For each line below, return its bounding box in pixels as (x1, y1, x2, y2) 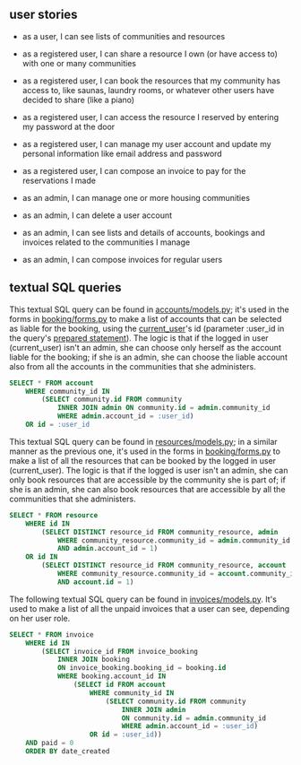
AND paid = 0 (25, 739, 74, 748)
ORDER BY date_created (25, 747, 110, 756)
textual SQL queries (9, 280, 123, 295)
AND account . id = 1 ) (56, 578, 134, 587)
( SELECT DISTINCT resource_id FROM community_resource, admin (41, 527, 279, 536)
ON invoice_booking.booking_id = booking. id (56, 664, 227, 673)
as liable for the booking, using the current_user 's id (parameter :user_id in (9, 323, 285, 334)
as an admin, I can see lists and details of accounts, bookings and (21, 227, 266, 238)
